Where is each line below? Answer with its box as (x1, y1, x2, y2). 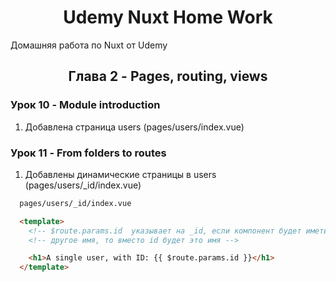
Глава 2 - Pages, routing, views (68, 68, 268, 85)
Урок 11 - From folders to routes (10, 146, 167, 160)
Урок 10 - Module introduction (10, 98, 161, 112)
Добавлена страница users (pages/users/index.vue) (24, 121, 245, 133)
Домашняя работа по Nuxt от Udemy (10, 39, 168, 51)
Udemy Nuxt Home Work (63, 6, 273, 29)
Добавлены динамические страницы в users (24, 168, 217, 180)
